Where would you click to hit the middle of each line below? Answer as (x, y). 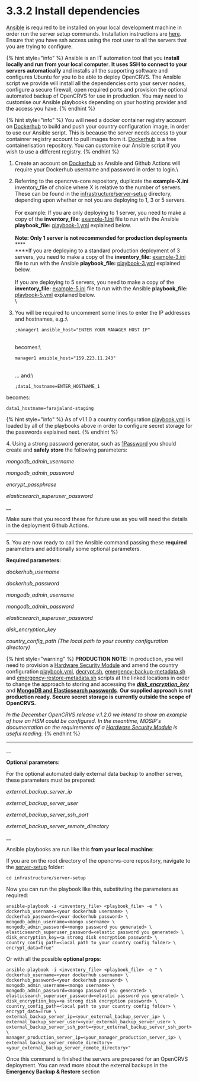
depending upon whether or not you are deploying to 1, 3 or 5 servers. (100, 200)
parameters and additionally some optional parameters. (73, 549)
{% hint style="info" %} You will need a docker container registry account (96, 120)
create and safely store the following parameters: (67, 450)
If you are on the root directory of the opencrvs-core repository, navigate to (98, 860)
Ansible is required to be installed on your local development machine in (94, 27)
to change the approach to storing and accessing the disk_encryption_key (98, 684)
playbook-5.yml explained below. (55, 294)
